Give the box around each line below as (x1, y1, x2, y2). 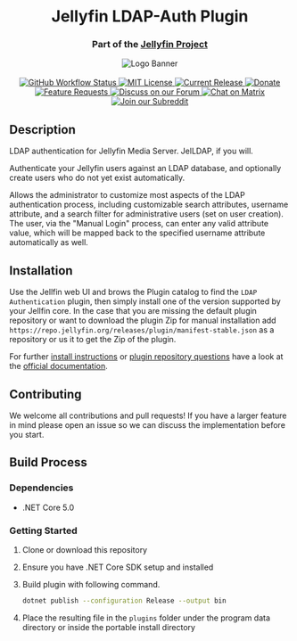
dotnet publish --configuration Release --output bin (21, 596, 227, 605)
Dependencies (9, 481, 74, 494)
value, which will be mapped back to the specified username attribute (9, 227, 266, 238)
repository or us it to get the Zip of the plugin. (9, 334, 177, 345)
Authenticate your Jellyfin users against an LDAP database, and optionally (9, 163, 282, 174)
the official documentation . (9, 361, 109, 372)
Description (9, 122, 76, 137)
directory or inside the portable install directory (21, 621, 196, 632)
